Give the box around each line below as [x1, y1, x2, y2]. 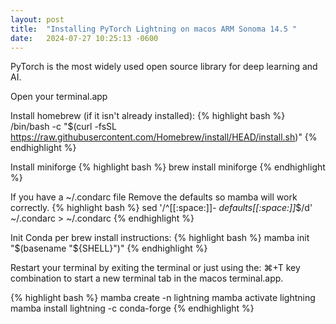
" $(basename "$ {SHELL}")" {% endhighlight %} [10, 242, 208, 255]
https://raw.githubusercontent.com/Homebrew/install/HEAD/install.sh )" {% [10, 131, 318, 143]
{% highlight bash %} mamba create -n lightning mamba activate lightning [10, 292, 316, 304]
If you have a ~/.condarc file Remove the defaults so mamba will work [10, 191, 298, 203]
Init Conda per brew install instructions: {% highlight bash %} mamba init [10, 232, 310, 244]
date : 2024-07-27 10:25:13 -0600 [10, 33, 159, 43]
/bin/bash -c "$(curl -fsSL [10, 121, 118, 133]
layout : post [10, 14, 65, 25]
